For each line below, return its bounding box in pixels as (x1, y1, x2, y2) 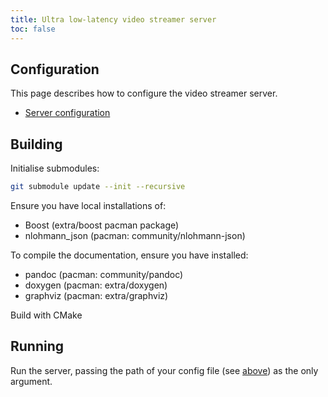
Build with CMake (10, 309, 83, 321)
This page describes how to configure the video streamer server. (10, 87, 278, 100)
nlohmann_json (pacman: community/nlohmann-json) (24, 230, 246, 241)
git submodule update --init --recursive (10, 182, 186, 192)
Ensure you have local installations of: (10, 200, 167, 211)
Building (10, 136, 63, 153)
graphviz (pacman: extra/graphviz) (24, 290, 169, 301)
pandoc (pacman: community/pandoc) (24, 269, 184, 280)
